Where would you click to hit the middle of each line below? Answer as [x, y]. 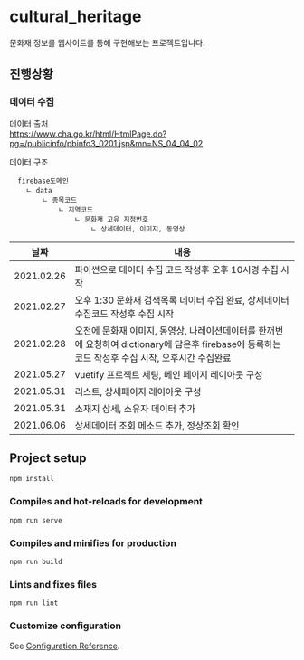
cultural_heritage [76, 17]
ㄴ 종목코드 [60, 200]
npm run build [36, 562]
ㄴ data [39, 190]
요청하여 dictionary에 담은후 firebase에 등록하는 [183, 344]
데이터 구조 [29, 162]
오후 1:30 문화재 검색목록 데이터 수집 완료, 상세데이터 [182, 300]
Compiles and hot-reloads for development [106, 502]
